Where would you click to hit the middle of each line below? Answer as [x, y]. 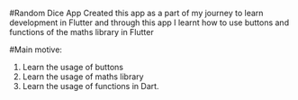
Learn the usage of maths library [83, 77]
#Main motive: [36, 50]
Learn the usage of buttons [73, 67]
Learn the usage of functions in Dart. [90, 86]
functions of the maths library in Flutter [82, 32]
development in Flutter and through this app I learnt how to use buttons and [149, 23]
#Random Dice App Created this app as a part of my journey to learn [136, 13]
